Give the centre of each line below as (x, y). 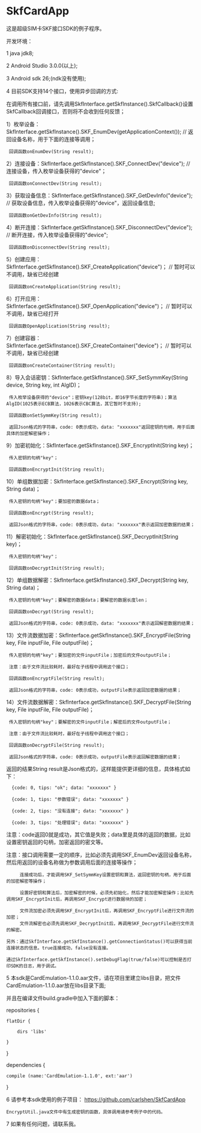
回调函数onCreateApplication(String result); (65, 286)
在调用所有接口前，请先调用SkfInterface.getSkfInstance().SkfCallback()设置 (100, 104)
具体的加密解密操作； (28, 434)
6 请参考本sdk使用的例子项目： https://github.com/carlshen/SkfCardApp (96, 1099)
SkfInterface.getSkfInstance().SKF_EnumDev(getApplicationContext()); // (97, 131)
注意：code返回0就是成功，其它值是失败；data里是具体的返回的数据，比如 (98, 834)
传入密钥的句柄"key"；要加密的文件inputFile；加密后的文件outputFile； (90, 655)
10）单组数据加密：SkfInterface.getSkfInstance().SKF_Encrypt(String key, (97, 481)
